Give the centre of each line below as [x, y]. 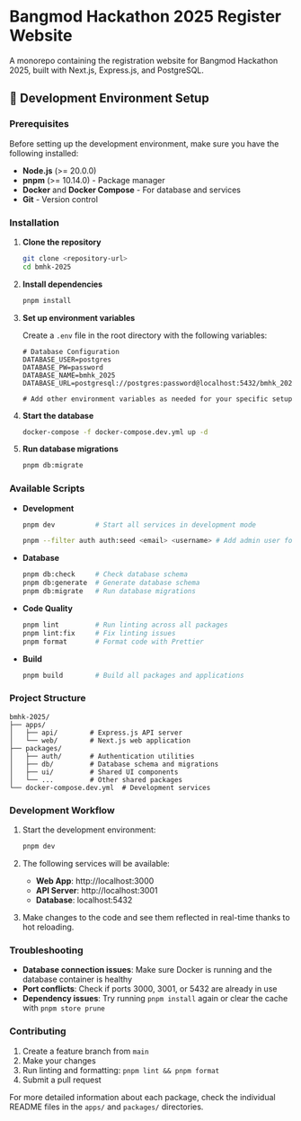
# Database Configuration [71, 351]
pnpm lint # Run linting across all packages [125, 625]
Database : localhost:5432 [84, 900]
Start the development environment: [89, 830]
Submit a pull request [62, 1080]
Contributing [38, 1031]
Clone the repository [62, 242]
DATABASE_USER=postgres [67, 360]
